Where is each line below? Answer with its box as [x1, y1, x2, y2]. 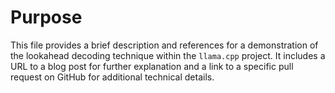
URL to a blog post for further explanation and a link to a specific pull [10, 60, 294, 72]
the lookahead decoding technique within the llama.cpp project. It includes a [10, 49, 326, 61]
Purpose [10, 6, 83, 29]
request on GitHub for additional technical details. [10, 71, 215, 83]
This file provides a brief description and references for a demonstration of [10, 39, 319, 51]
